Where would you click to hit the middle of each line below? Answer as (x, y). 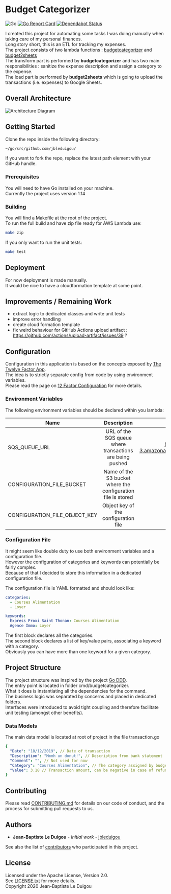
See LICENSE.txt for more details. (40, 881)
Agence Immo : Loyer (31, 626)
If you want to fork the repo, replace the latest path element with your (78, 158)
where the (118, 484)
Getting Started (30, 127)
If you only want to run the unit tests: (44, 242)
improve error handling (37, 319)
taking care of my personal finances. (44, 39)
